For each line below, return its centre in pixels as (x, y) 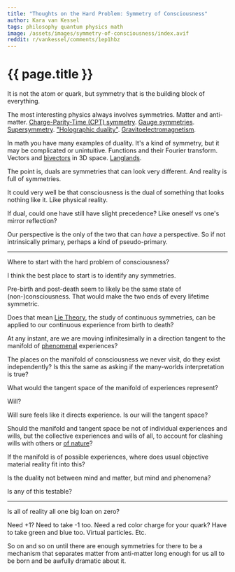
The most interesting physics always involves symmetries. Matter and (108, 115)
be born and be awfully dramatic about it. (67, 561)
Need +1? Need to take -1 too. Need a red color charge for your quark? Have (117, 525)
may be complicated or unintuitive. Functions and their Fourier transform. (113, 150)
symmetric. (23, 304)
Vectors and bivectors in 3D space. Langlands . (74, 158)
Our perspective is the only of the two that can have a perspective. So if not (116, 234)
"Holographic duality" (87, 129)
